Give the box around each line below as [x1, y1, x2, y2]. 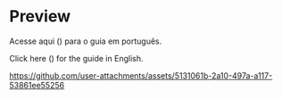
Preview [9, 6, 71, 27]
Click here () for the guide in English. [9, 53, 144, 63]
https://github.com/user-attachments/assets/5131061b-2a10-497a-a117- [9, 70, 273, 81]
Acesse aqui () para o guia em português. [9, 36, 162, 46]
